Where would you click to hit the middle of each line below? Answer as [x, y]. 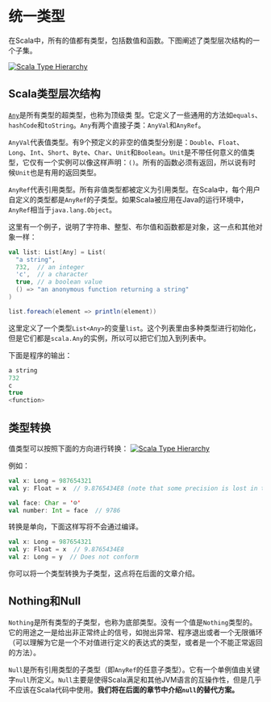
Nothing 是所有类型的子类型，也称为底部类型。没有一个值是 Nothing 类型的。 [133, 622]
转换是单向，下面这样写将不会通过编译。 [75, 527]
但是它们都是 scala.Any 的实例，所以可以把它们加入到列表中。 [110, 338]
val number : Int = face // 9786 [65, 510]
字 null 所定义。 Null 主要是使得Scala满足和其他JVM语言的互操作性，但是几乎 [135, 679]
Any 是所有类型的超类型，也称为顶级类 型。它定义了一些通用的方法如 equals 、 [135, 114]
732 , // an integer [50, 267]
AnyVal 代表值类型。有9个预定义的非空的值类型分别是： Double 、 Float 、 [126, 142]
